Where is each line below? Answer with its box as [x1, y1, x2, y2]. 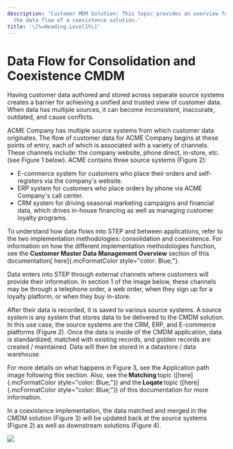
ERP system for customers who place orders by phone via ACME [17, 184, 202, 193]
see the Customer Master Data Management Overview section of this [7, 250, 209, 258]
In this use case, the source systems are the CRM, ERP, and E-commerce [7, 320, 216, 329]
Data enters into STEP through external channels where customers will [7, 270, 209, 279]
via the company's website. [44, 177, 123, 185]
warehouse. [7, 350, 42, 359]
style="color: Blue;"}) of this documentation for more [58, 386, 209, 394]
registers [17, 177, 43, 185]
